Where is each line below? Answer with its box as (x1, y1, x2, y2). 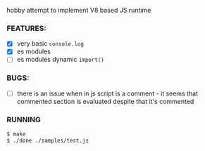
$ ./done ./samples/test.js (6, 137, 89, 145)
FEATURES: (6, 23, 47, 33)
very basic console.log (16, 39, 84, 48)
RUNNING (6, 114, 41, 124)
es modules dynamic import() (16, 55, 105, 64)
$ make (6, 131, 26, 138)
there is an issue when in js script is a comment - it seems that (16, 89, 199, 98)
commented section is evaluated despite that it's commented (16, 97, 194, 105)
